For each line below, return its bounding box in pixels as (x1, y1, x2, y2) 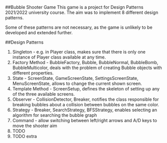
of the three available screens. (12, 91, 75, 97)
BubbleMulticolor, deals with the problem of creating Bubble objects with (12, 65, 162, 71)
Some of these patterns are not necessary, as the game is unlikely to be (5, 24, 153, 30)
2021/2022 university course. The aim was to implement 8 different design (5, 9, 159, 15)
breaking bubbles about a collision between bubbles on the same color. (12, 102, 160, 107)
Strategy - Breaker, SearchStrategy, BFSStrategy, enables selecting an (12, 107, 157, 113)
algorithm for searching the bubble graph (12, 112, 97, 118)
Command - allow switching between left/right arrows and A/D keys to (12, 118, 157, 123)
